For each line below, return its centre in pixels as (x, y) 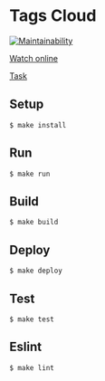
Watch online (34, 58)
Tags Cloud (53, 16)
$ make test (32, 319)
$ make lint (32, 367)
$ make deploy (36, 271)
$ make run (30, 174)
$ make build (34, 223)
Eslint (26, 347)
